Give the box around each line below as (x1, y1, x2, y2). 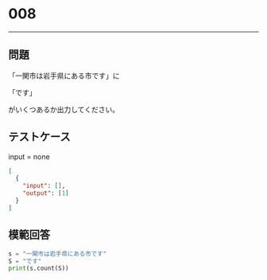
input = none (8, 152, 50, 161)
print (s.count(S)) (8, 264, 69, 273)
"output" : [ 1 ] (22, 189, 69, 197)
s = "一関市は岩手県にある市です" (8, 250, 107, 258)
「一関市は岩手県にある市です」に (8, 71, 120, 80)
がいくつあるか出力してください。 (8, 104, 120, 114)
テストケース (8, 130, 71, 144)
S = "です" (8, 257, 42, 265)
